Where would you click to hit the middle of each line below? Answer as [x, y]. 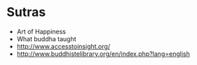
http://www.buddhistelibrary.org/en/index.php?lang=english [103, 54]
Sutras [26, 12]
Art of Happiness [41, 31]
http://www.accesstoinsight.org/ [63, 46]
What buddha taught [46, 38]
